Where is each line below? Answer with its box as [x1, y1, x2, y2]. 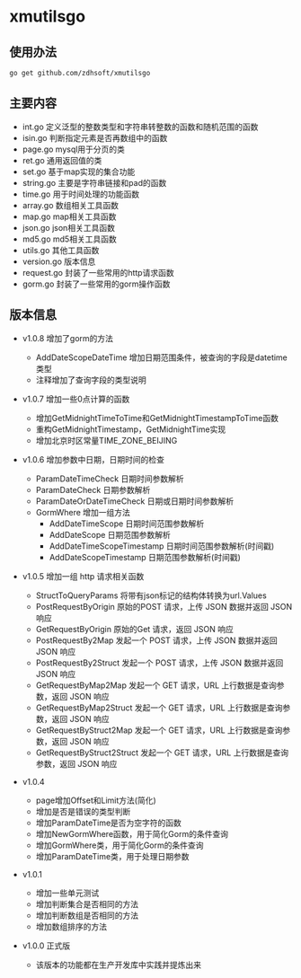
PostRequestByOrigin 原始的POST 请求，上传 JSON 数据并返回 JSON [35, 601, 293, 612]
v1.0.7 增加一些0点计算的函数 [22, 393, 130, 404]
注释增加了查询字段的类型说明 [35, 374, 146, 385]
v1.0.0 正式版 [22, 940, 70, 951]
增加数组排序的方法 [35, 921, 108, 931]
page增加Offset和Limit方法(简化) [35, 795, 157, 806]
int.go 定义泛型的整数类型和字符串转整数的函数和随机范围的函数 [22, 121, 259, 132]
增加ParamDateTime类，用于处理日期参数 [35, 850, 190, 861]
